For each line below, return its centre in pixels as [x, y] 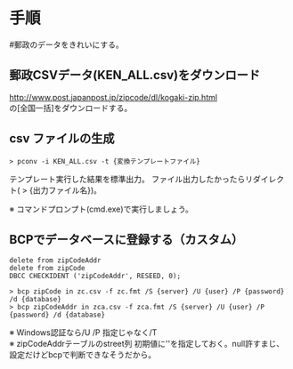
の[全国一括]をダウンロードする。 [71, 108]
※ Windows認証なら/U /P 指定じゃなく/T [83, 333]
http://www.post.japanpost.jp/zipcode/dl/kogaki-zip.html [114, 97]
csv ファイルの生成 [62, 139]
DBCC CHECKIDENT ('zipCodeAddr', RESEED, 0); [95, 277]
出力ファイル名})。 [67, 190]
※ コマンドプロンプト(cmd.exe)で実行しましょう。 [102, 209]
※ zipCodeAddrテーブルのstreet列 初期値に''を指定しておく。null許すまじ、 [147, 344]
